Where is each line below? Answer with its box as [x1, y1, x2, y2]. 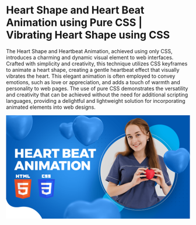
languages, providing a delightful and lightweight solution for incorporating [6, 97, 185, 104]
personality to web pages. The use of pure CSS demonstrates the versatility [6, 85, 188, 92]
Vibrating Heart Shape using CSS [6, 29, 170, 41]
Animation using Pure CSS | [6, 16, 143, 29]
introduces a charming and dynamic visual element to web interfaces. [6, 54, 174, 61]
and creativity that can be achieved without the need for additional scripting [6, 91, 188, 98]
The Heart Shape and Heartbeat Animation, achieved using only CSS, [6, 47, 173, 54]
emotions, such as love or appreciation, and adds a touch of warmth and [6, 78, 180, 85]
